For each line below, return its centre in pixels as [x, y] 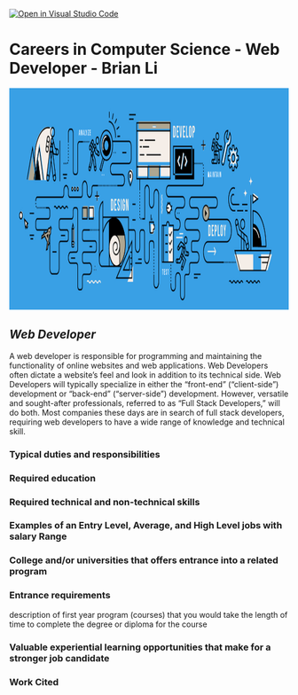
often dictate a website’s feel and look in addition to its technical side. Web [145, 375]
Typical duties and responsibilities [85, 454]
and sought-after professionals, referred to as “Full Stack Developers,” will [145, 402]
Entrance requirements [60, 596]
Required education [52, 478]
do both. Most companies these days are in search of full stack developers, [147, 412]
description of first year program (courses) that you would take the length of [149, 614]
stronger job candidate [59, 658]
